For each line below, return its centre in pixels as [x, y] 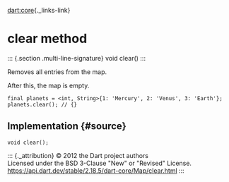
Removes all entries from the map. [57, 72]
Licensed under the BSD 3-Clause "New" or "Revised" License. [100, 163]
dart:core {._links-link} [39, 10]
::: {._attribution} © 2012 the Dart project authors [78, 155]
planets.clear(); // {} [42, 104]
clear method [47, 39]
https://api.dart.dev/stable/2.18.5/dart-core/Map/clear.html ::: [96, 170]
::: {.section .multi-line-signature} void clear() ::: [77, 58]
